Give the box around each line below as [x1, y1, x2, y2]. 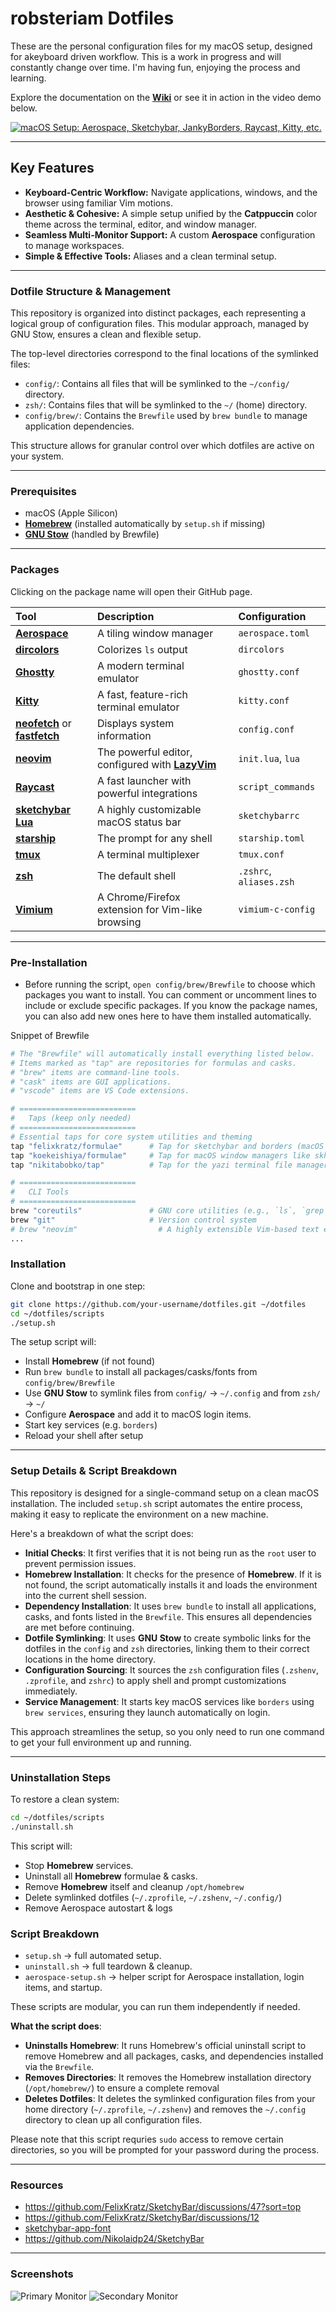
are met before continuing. [24, 1621, 135, 1633]
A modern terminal [96, 658, 185, 672]
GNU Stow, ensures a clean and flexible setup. [10, 328, 202, 341]
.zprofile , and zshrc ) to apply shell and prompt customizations [24, 1674, 287, 1686]
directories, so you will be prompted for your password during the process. [10, 2144, 320, 2156]
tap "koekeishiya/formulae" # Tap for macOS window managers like [10, 1150, 311, 1161]
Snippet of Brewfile [10, 1029, 90, 1041]
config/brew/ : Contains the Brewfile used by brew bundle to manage [24, 410, 308, 422]
